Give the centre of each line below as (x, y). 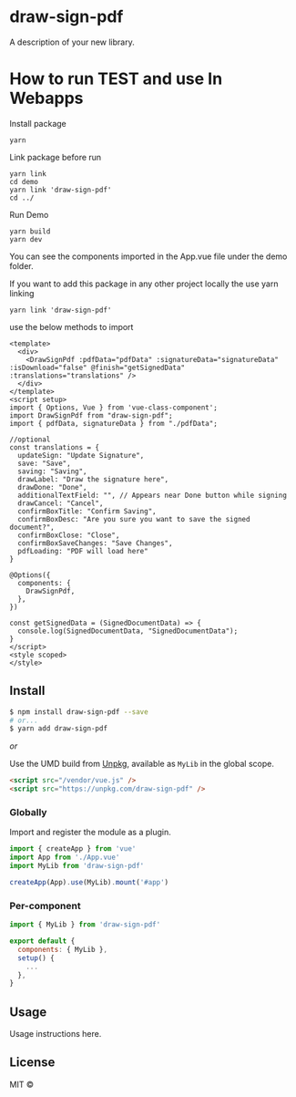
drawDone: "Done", (53, 487)
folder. (21, 265)
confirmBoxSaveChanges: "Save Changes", (95, 543)
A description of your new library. (72, 42)
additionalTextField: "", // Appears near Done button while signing (152, 495)
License (32, 1063)
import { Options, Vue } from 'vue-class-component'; (114, 408)
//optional (30, 440)
